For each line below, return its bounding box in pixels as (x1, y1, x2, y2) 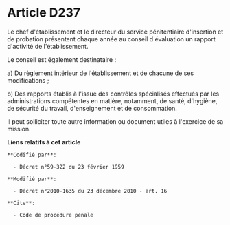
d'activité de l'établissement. (7, 42, 89, 50)
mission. (7, 125, 31, 133)
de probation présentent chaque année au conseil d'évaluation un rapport (7, 34, 216, 43)
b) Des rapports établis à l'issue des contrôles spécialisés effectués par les (7, 89, 220, 98)
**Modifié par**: (7, 175, 57, 182)
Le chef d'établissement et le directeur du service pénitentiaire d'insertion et (7, 28, 224, 36)
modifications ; (7, 76, 49, 84)
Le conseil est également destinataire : (7, 55, 117, 63)
